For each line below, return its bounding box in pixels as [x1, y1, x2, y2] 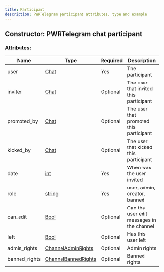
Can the [127, 205, 145, 211]
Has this [127, 230, 146, 237]
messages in [127, 217, 156, 224]
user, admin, [127, 184, 156, 191]
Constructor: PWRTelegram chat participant [5, 30, 143, 38]
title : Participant [5, 7, 45, 12]
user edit [127, 210, 148, 217]
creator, [127, 190, 145, 197]
